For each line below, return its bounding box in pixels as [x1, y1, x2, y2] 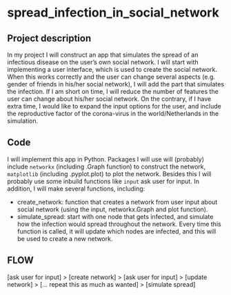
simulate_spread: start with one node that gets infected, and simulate [17, 212, 214, 220]
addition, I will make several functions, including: [7, 184, 145, 193]
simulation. [7, 117, 39, 125]
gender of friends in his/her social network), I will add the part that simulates [7, 80, 225, 88]
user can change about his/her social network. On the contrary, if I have [7, 95, 212, 103]
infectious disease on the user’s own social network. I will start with [7, 58, 199, 66]
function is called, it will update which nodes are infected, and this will [17, 227, 217, 236]
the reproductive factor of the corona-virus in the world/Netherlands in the [7, 109, 219, 117]
